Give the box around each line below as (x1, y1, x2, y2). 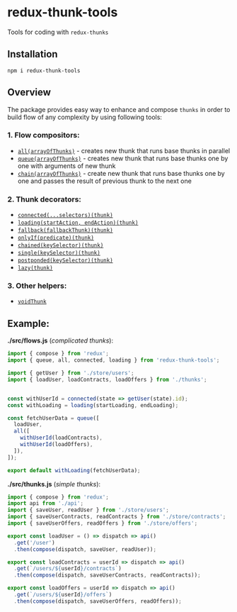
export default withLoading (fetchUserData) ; (7, 467, 141, 474)
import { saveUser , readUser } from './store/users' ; (7, 506, 170, 514)
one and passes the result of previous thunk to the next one (17, 177, 192, 185)
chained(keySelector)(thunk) (17, 242, 104, 249)
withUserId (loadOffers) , (20, 441, 93, 448)
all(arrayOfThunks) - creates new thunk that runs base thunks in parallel (17, 146, 231, 155)
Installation (7, 48, 58, 60)
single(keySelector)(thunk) (17, 250, 100, 257)
